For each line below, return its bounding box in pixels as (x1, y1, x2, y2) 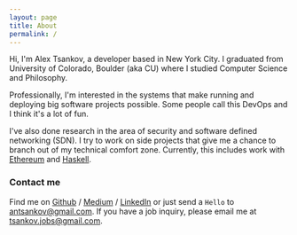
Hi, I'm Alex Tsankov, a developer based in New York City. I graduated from (9, 54, 284, 65)
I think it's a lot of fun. (9, 108, 89, 120)
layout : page (9, 12, 58, 22)
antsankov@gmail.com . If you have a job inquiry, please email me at (9, 206, 257, 216)
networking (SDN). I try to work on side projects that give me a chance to (9, 135, 277, 146)
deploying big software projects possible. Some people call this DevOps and (9, 99, 288, 110)
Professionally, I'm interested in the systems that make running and (9, 90, 254, 100)
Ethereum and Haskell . (9, 154, 91, 165)
